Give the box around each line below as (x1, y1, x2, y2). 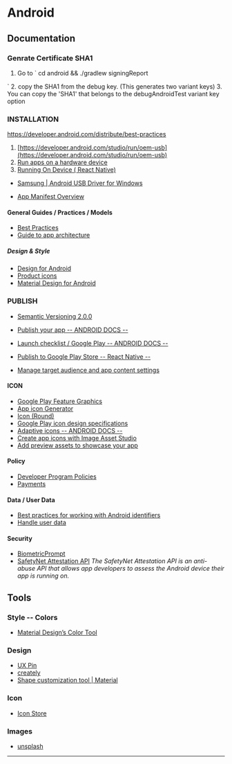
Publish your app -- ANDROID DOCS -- (17, 326, 128, 334)
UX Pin (17, 661, 37, 670)
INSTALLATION (7, 114, 59, 124)
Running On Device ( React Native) (17, 166, 116, 174)
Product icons (17, 272, 57, 280)
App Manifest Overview (17, 193, 85, 201)
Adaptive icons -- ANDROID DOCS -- (17, 426, 123, 434)
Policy (7, 457, 26, 465)
